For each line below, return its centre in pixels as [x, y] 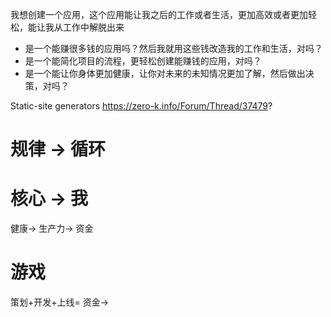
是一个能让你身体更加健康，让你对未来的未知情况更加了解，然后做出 [165, 73]
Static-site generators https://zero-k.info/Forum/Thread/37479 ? [141, 106]
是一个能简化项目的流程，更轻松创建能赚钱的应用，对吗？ [143, 61]
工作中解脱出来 [93, 27]
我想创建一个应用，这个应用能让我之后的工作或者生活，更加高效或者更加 [159, 14]
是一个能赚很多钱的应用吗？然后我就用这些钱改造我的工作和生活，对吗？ [173, 48]
